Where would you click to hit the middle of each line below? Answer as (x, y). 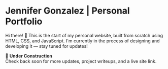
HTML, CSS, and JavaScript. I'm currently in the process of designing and (82, 41)
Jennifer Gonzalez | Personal (68, 11)
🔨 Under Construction (29, 56)
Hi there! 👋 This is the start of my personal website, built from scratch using (84, 35)
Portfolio (24, 21)
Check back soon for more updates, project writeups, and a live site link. (81, 61)
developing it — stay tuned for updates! (46, 46)
